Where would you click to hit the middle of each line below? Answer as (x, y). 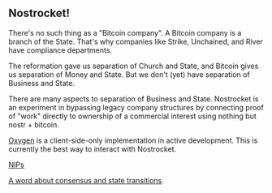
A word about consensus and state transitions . (86, 180)
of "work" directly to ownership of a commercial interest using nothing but (133, 116)
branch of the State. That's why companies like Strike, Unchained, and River (136, 41)
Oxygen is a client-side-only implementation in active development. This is (133, 140)
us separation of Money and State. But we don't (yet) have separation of (129, 74)
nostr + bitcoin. (34, 124)
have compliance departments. (60, 50)
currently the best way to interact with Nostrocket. (93, 148)
